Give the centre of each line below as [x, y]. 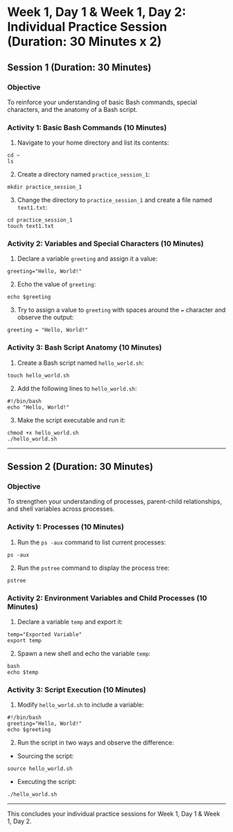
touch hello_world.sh [38, 375]
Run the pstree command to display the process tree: [93, 568]
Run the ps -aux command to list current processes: [92, 542]
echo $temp [23, 672]
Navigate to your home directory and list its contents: [93, 142]
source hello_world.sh [40, 769]
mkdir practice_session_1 [44, 187]
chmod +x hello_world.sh [43, 433]
